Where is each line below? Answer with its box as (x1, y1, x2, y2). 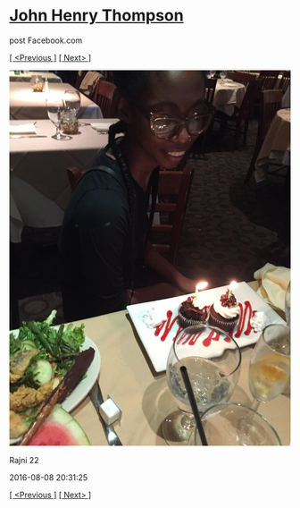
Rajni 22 (9, 454, 39, 465)
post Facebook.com (9, 35, 83, 46)
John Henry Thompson (9, 5, 185, 26)
